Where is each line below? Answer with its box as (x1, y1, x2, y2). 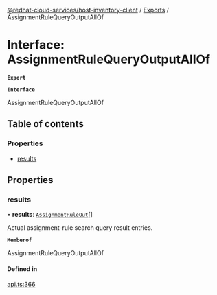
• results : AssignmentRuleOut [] (7, 211, 93, 219)
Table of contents (7, 118, 84, 130)
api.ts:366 (7, 280, 36, 288)
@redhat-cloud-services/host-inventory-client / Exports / (7, 6, 170, 14)
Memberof (7, 237, 32, 244)
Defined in (7, 264, 38, 273)
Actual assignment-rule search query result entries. (7, 224, 153, 232)
